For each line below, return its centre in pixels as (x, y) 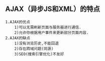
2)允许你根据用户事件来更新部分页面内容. (52, 33)
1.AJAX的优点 (18, 22)
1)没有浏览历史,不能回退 (37, 43)
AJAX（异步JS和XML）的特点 (52, 9)
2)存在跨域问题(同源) (34, 49)
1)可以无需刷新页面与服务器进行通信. (48, 27)
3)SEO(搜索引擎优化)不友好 (39, 54)
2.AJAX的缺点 (18, 38)
